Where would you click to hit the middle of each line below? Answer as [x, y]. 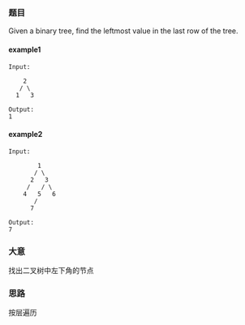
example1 [25, 49]
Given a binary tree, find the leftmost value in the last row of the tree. [123, 31]
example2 [26, 135]
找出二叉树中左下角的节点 [51, 270]
